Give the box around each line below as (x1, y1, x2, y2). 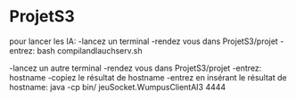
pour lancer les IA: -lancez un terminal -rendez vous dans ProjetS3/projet (9, 36, 278, 46)
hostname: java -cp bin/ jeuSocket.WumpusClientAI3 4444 (9, 81, 226, 92)
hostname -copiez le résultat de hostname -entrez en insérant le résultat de (9, 72, 287, 82)
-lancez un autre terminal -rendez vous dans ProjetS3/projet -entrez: (9, 63, 262, 73)
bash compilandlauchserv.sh (37, 45, 143, 55)
